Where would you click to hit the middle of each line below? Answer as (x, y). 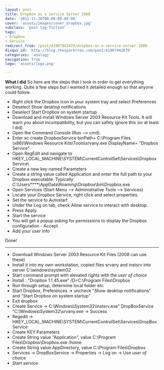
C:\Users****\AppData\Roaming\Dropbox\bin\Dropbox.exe (71, 185)
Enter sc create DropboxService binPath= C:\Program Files (71, 138)
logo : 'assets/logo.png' (30, 64)
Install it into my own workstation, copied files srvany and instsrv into (82, 265)
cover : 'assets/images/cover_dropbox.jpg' (49, 23)
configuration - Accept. (36, 226)
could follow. (18, 92)
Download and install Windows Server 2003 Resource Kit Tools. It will (82, 117)
